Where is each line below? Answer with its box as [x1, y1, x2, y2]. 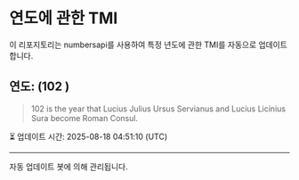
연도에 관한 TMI [9, 8, 118, 29]
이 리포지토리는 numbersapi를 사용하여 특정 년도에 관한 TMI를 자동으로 [9, 39, 257, 50]
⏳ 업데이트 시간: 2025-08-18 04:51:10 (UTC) [9, 131, 168, 142]
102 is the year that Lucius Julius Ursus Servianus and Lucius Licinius [30, 103, 287, 114]
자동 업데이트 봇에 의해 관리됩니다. [9, 161, 128, 172]
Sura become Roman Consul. [30, 112, 139, 123]
